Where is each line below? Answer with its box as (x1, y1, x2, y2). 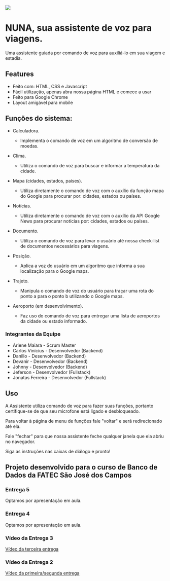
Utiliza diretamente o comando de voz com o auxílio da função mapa (20, 188, 164, 194)
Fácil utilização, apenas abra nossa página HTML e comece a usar (12, 89, 152, 95)
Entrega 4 (5, 510, 30, 517)
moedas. (20, 142, 39, 149)
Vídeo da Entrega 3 (5, 534, 53, 541)
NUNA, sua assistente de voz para (5, 22, 152, 34)
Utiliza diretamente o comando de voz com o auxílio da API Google (20, 212, 160, 219)
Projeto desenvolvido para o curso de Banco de (5, 463, 158, 471)
